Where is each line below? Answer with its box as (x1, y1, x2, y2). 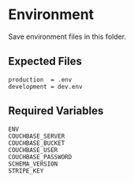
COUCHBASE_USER (8, 146, 58, 154)
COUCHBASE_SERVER (8, 132, 65, 140)
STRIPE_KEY (8, 166, 44, 175)
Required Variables (8, 105, 104, 118)
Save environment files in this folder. (8, 32, 127, 41)
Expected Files (8, 55, 83, 68)
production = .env (8, 75, 73, 84)
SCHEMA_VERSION (8, 160, 58, 168)
